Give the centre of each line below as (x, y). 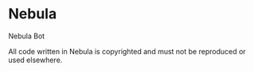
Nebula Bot (27, 36)
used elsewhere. (35, 60)
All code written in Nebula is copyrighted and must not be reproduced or (127, 51)
